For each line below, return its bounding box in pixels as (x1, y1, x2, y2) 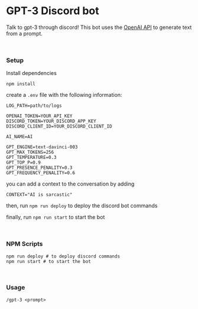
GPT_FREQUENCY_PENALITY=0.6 (6, 170, 76, 176)
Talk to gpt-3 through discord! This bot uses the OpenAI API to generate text (6, 24, 192, 31)
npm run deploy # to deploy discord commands (6, 253, 120, 259)
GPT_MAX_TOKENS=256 (6, 149, 54, 155)
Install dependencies (6, 70, 57, 77)
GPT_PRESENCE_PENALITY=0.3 (6, 165, 73, 171)
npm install (6, 81, 35, 87)
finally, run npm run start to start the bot (6, 214, 105, 221)
